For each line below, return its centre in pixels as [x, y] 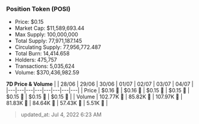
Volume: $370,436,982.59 [47, 73]
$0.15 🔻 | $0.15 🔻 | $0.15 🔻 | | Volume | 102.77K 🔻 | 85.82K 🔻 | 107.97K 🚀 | [94, 97]
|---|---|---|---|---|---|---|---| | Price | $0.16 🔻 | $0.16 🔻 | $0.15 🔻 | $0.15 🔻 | [98, 91]
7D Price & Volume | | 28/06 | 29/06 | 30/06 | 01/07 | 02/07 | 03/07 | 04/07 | [100, 84]
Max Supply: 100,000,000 [46, 35]
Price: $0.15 [29, 22]
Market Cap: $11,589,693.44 [49, 28]
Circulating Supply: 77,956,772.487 [58, 47]
